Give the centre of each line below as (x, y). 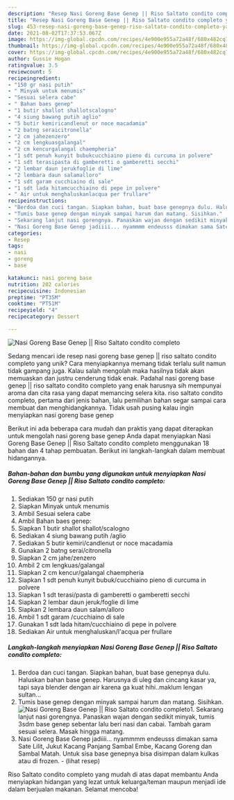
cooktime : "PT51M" (34, 304)
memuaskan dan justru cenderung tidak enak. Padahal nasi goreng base (111, 378)
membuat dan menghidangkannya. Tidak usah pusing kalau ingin (101, 408)
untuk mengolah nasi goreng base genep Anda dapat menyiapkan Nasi (109, 435)
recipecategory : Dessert (44, 317)
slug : (16, 26)
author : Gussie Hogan (39, 59)
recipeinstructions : (38, 201)
